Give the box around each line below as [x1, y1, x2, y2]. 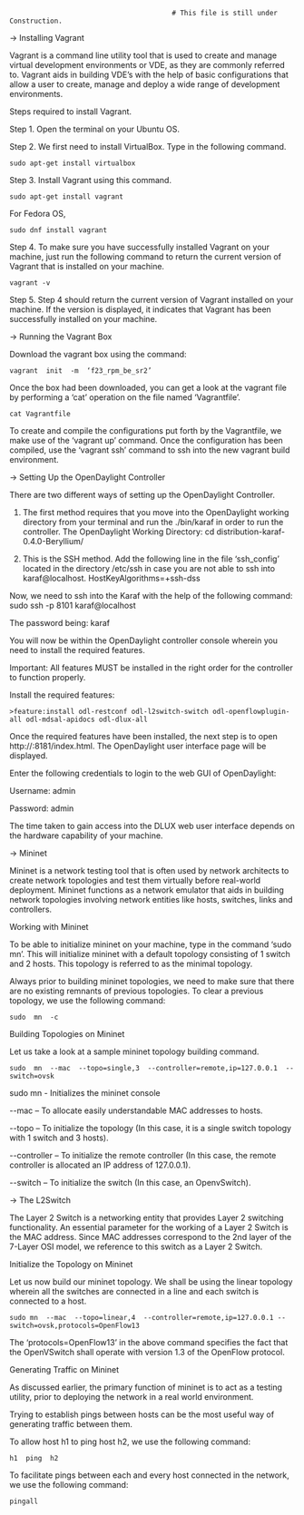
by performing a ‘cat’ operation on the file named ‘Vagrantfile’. [9, 392, 240, 403]
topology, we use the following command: [9, 995, 166, 1006]
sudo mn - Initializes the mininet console [9, 1088, 161, 1098]
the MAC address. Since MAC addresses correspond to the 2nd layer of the [9, 1232, 292, 1242]
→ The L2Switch [9, 1195, 71, 1206]
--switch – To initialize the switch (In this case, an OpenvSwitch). [9, 1178, 251, 1188]
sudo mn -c [9, 1012, 59, 1021]
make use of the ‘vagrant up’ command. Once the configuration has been [9, 435, 283, 445]
